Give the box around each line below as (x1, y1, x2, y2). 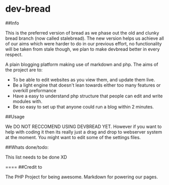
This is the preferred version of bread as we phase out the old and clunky (5, 30, 159, 36)
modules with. (12, 98, 42, 104)
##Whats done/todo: (5, 144, 49, 150)
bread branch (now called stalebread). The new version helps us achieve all (5, 35, 164, 41)
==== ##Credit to (5, 164, 42, 170)
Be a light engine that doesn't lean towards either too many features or (12, 82, 161, 88)
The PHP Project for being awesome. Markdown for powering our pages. (5, 174, 158, 180)
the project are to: (5, 67, 43, 73)
